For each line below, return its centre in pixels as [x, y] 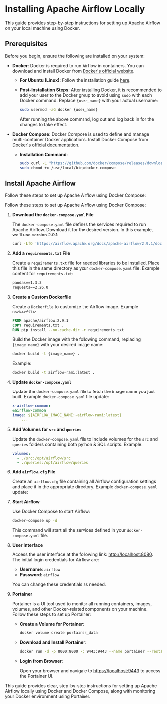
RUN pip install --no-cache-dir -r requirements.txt [68, 330]
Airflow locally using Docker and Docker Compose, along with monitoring [80, 691]
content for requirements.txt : [43, 274]
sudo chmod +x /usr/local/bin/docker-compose [68, 168]
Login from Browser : [41, 661]
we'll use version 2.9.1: [35, 235]
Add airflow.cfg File [34, 472]
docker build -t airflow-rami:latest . [54, 373]
